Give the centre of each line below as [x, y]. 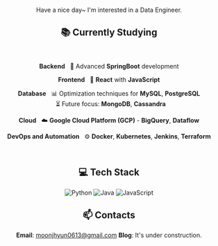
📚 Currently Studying [109, 33]
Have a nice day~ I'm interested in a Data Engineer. [109, 10]
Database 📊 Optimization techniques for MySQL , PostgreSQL [109, 93]
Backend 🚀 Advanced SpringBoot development [109, 66]
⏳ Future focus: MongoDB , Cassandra [111, 104]
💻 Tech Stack [109, 172]
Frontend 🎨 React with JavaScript [109, 79]
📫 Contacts [109, 215]
